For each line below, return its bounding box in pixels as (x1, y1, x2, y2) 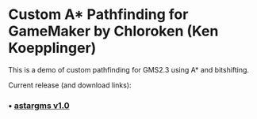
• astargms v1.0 (8, 100, 70, 111)
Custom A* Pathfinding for (8, 6, 189, 24)
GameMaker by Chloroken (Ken (8, 22, 219, 40)
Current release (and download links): (8, 80, 132, 90)
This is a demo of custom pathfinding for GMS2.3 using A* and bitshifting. (8, 65, 250, 74)
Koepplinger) (8, 39, 97, 57)
